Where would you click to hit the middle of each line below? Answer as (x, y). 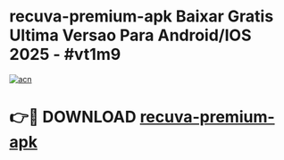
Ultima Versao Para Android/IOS (130, 35)
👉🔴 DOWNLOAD (73, 117)
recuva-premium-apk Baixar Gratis (142, 17)
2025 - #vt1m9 (65, 55)
